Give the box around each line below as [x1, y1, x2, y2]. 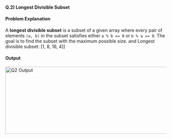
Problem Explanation [5, 16, 51, 22]
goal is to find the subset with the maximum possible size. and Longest [5, 38, 155, 44]
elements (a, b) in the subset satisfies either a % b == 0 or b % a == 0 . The [5, 32, 165, 38]
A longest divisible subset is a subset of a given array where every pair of [5, 27, 163, 33]
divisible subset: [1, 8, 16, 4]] [5, 43, 66, 50]
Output [5, 55, 21, 61]
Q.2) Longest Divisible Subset [5, 4, 70, 10]
